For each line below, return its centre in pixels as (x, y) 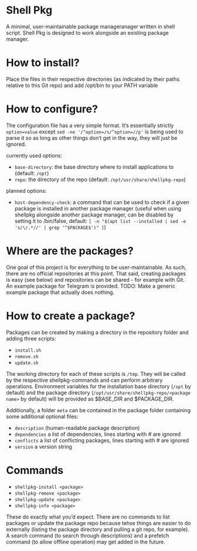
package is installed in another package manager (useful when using (98, 208)
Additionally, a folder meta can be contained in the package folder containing (98, 410)
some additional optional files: (42, 416)
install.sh (28, 350)
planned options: (26, 191)
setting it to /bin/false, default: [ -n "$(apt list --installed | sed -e (100, 221)
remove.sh (27, 356)
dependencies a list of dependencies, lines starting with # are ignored (97, 434)
